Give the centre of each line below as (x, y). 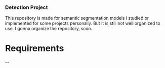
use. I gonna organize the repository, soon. (49, 29)
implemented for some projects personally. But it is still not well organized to (83, 23)
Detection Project (26, 7)
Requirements (35, 49)
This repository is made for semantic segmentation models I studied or (77, 18)
